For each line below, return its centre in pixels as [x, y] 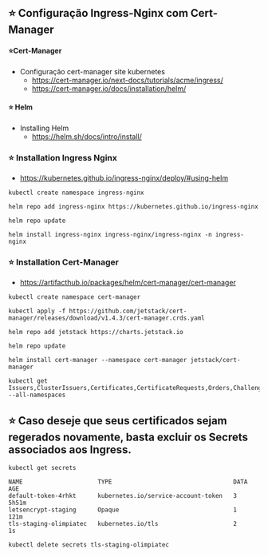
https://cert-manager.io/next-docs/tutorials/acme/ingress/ [127, 80]
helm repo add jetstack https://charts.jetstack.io [96, 332]
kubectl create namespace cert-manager [75, 297]
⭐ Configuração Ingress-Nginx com [99, 13]
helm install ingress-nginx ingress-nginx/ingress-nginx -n [110, 235]
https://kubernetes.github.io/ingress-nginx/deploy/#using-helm [124, 178]
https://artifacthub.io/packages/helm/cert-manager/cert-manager [128, 283]
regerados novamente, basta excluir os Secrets [128, 437]
